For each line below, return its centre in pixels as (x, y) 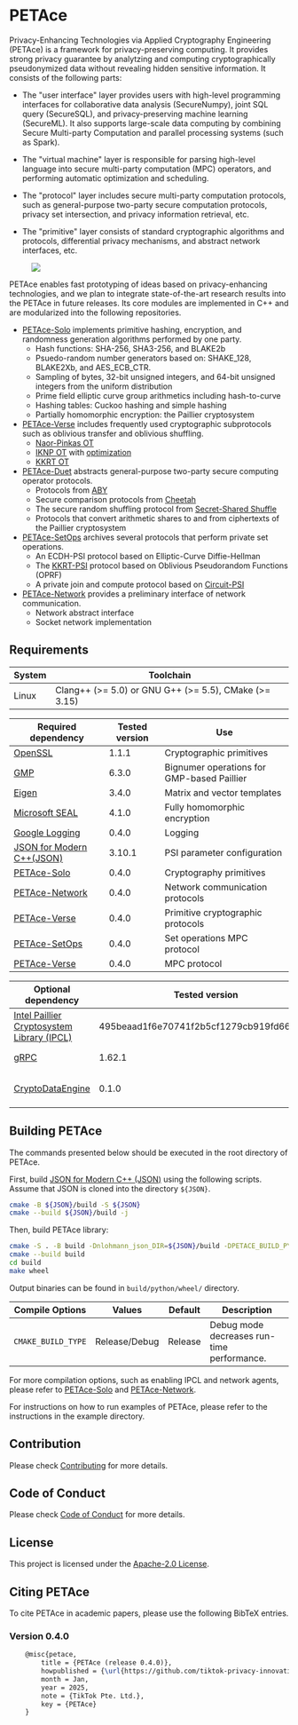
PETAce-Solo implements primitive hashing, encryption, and (132, 329)
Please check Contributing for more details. (89, 1465)
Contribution (45, 1444)
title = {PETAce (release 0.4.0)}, (107, 1663)
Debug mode (237, 1325)
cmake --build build (47, 1254)
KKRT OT (52, 462)
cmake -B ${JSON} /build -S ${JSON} (75, 1205)
